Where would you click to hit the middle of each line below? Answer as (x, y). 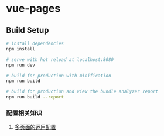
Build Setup (28, 30)
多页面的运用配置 (35, 127)
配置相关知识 (24, 113)
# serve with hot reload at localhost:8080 (60, 59)
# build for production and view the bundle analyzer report (82, 92)
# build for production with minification (59, 76)
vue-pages (33, 8)
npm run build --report (35, 97)
